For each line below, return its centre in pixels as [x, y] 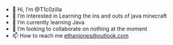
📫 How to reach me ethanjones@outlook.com [70, 36]
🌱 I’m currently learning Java [48, 22]
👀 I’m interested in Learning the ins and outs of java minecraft [89, 16]
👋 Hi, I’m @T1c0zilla [37, 9]
